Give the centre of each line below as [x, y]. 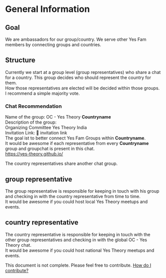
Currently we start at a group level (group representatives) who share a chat [83, 72]
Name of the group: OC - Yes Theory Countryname [58, 117]
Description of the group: [31, 122]
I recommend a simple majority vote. [42, 93]
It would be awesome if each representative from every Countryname [77, 143]
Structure [20, 60]
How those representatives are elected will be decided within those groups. [83, 88]
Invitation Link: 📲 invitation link [36, 133]
